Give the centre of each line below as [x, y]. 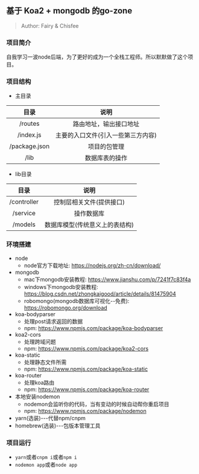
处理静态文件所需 [45, 362]
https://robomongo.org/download [65, 308]
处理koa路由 [39, 382]
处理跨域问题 [40, 342]
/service [24, 213]
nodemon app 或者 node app [46, 465]
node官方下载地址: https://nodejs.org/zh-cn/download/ [92, 265]
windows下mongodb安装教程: [61, 287]
